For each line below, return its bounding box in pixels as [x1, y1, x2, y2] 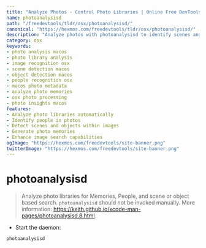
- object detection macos [6, 72, 72, 78]
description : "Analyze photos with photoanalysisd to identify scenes [6, 32, 191, 38]
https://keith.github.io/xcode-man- [53, 205, 141, 212]
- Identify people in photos [6, 117, 81, 123]
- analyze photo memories [6, 89, 72, 95]
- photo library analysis [6, 54, 72, 61]
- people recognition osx [6, 77, 72, 83]
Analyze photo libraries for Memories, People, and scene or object [21, 192, 189, 200]
